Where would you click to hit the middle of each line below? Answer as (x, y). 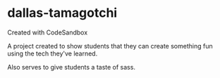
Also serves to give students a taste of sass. (72, 67)
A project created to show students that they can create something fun (110, 46)
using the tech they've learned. (53, 53)
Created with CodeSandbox (48, 32)
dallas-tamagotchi (62, 13)
